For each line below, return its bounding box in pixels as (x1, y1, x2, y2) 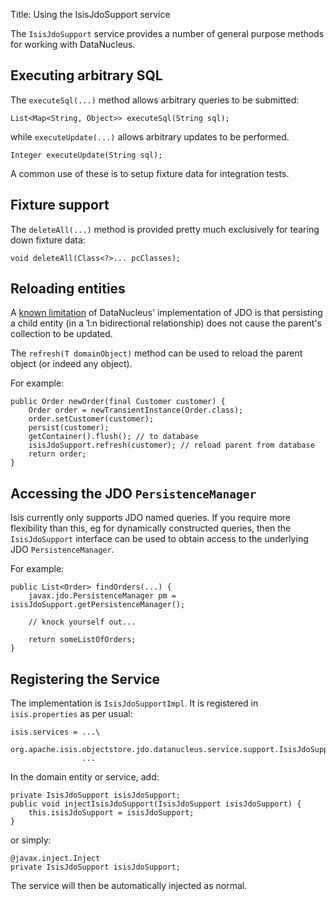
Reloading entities (10, 280, 126, 298)
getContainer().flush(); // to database (28, 432, 199, 442)
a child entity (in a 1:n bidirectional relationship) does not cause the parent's (10, 317, 322, 329)
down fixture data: (10, 234, 86, 246)
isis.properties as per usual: (10, 708, 133, 720)
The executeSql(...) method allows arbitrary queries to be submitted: (10, 94, 300, 106)
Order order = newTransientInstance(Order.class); (28, 405, 244, 416)
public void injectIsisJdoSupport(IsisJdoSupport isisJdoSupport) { (10, 799, 302, 809)
